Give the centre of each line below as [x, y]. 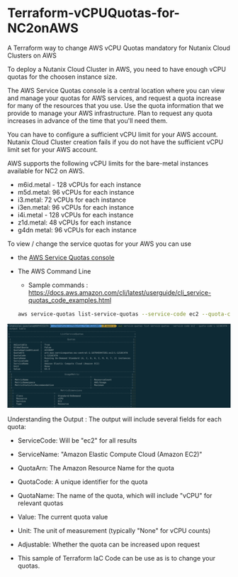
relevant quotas [40, 503]
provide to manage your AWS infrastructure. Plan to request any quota [110, 113]
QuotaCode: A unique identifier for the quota [83, 482]
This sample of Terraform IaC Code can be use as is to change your [117, 558]
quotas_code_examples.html [70, 300]
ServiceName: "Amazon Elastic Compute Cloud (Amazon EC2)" [110, 454]
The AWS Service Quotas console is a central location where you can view [116, 90]
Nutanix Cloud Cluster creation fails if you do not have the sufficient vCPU [115, 142]
